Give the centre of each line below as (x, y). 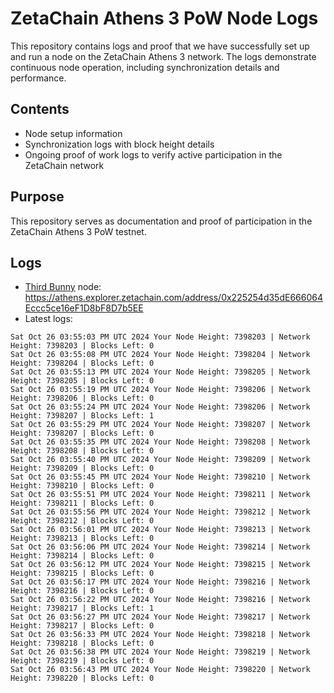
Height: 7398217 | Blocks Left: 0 (82, 626)
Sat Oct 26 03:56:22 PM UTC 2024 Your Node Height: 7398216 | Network (160, 600)
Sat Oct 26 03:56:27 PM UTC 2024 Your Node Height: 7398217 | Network (160, 617)
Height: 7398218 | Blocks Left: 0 (82, 643)
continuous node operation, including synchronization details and (145, 67)
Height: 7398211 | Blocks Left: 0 (82, 503)
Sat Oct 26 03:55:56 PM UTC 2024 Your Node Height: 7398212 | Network (160, 512)
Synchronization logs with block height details (119, 144)
